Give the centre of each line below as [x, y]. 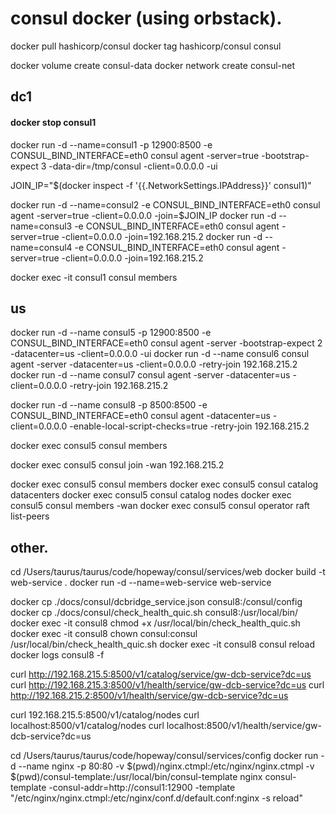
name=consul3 [41, 226]
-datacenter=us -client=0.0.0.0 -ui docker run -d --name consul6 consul [160, 354]
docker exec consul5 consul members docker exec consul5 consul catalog [164, 484]
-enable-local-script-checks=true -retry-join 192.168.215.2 [189, 426]
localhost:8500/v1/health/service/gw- [244, 726]
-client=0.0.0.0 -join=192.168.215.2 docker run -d [162, 236]
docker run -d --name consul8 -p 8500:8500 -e [109, 405]
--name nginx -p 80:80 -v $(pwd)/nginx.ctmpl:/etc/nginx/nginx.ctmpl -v [166, 766]
